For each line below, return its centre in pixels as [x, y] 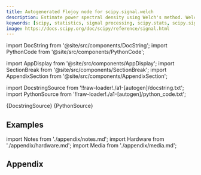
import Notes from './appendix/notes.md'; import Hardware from [85, 139]
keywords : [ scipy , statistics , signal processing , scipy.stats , [88, 23]
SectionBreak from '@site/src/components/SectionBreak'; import [86, 70]
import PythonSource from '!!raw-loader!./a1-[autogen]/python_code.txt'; [96, 94]
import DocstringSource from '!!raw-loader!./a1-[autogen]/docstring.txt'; [95, 88]
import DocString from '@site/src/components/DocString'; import [87, 46]
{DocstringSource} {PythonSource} [50, 106]
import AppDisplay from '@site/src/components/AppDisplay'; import [90, 64]
